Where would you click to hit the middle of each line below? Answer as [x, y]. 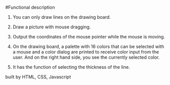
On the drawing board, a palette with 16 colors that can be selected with [88, 47]
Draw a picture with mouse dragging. [52, 27]
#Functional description [30, 7]
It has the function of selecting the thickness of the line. [71, 67]
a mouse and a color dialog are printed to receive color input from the [86, 52]
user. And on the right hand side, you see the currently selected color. [86, 57]
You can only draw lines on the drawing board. [62, 17]
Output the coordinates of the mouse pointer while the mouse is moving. [89, 37]
